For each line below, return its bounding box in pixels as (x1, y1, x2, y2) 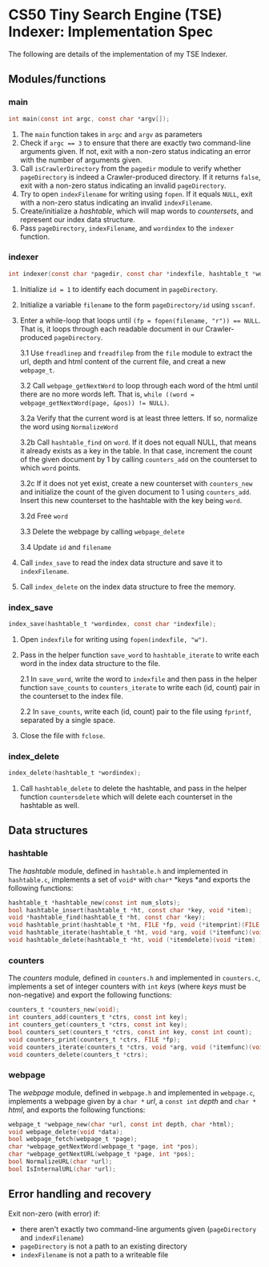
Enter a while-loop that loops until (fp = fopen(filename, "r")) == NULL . (19, 315, 261, 325)
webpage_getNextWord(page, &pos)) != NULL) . (19, 397, 170, 407)
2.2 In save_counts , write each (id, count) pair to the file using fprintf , (19, 706, 252, 716)
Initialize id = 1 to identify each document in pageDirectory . (19, 284, 219, 294)
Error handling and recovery (8, 1188, 152, 1201)
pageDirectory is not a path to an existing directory (19, 1241, 188, 1251)
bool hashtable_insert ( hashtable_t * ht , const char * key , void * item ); (8, 906, 252, 914)
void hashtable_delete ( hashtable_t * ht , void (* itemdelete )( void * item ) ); (8, 936, 267, 944)
